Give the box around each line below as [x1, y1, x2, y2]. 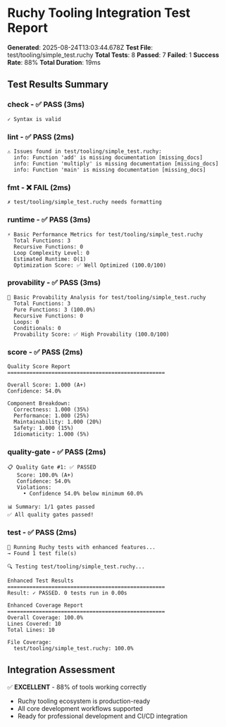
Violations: [16, 484, 52, 491]
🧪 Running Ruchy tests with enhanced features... [7, 543, 156, 550]
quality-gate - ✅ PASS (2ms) [7, 447, 106, 457]
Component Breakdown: [7, 400, 71, 407]
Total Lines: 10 [7, 626, 55, 633]
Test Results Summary [7, 79, 109, 91]
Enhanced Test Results [7, 577, 74, 584]
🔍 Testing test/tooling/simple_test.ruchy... [7, 563, 146, 570]
